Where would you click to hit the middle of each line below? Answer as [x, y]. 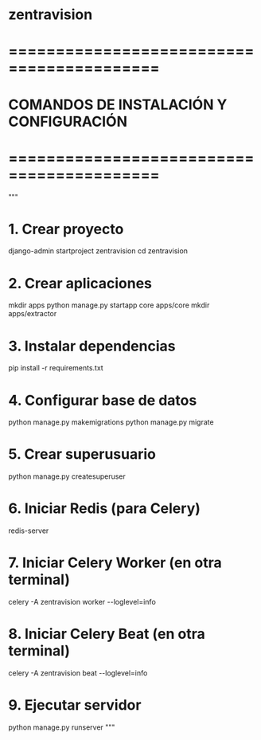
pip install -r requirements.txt [56, 368]
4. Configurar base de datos [103, 400]
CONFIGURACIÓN [68, 121]
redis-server [29, 531]
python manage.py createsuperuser [67, 476]
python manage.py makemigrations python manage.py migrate [111, 422]
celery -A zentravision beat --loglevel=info [78, 673]
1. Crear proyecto [66, 229]
